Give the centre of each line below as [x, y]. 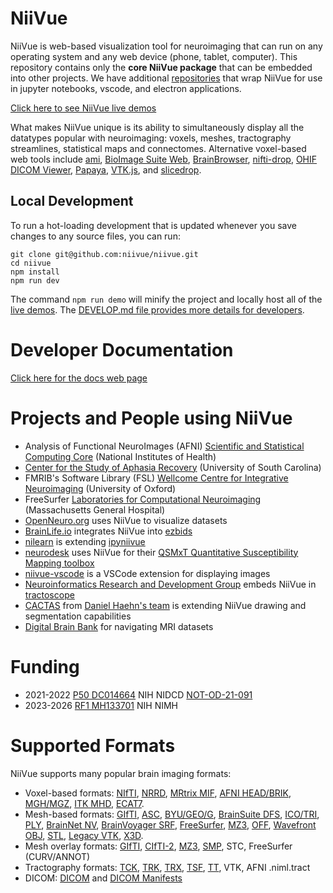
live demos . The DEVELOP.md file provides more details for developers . [157, 309]
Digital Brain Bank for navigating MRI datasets [119, 626]
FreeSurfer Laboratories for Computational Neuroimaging [143, 499]
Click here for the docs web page [79, 378]
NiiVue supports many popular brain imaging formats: [121, 773]
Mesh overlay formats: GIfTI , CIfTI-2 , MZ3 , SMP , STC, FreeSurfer [158, 846]
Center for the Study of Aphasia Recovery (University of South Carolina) [173, 467]
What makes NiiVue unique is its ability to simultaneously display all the [157, 127]
